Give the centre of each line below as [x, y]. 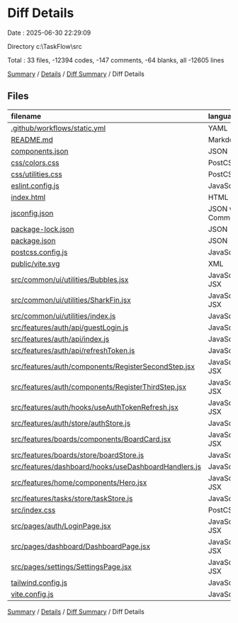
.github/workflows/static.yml [58, 128]
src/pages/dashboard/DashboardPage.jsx [81, 546]
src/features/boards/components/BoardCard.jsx [91, 439]
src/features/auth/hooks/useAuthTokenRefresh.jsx [95, 407]
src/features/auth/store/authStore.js [71, 423]
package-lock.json [42, 229]
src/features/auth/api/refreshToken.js [73, 350]
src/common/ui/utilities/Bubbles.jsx [70, 279]
